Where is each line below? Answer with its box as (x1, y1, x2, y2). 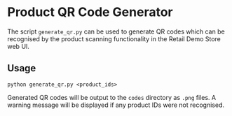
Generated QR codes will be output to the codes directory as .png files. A (7, 93, 216, 101)
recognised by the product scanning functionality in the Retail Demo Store (7, 34, 221, 43)
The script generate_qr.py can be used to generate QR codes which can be (7, 27, 226, 36)
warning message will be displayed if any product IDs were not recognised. (7, 101, 224, 109)
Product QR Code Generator (7, 4, 173, 20)
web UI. (7, 42, 30, 50)
